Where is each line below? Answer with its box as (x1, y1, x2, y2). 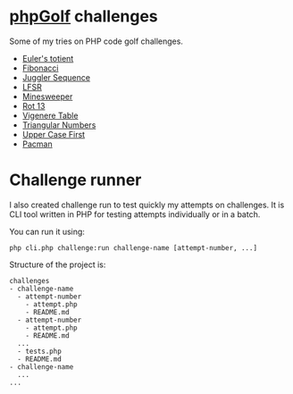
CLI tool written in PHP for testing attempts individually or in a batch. (9, 208, 261, 220)
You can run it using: (9, 226, 85, 237)
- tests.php (17, 347, 63, 356)
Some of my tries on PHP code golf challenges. (9, 36, 183, 46)
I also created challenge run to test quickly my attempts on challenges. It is (9, 199, 285, 210)
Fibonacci (21, 63, 59, 73)
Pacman (21, 138, 53, 149)
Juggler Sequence (21, 71, 91, 82)
